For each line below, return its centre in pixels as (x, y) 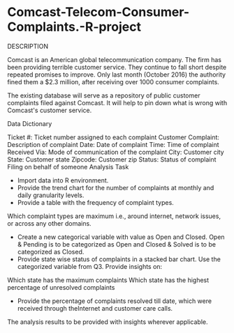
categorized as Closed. (51, 251)
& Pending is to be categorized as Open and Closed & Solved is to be (117, 244)
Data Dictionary (30, 123)
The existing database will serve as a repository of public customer (104, 95)
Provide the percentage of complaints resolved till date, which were (114, 301)
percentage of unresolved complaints (61, 287)
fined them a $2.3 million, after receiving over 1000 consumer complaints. (114, 82)
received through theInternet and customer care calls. (95, 308)
